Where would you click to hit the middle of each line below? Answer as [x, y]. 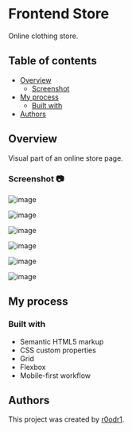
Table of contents [52, 61]
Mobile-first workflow [55, 376]
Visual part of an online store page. [66, 158]
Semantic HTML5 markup [62, 341]
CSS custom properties [58, 350]
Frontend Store [59, 14]
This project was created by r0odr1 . [66, 419]
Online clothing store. [43, 36]
